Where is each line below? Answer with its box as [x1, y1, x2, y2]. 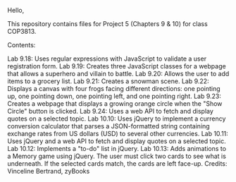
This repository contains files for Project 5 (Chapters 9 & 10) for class [7, 20, 208, 28]
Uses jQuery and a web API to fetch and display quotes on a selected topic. [7, 137, 227, 145]
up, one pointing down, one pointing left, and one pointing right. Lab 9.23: [7, 92, 222, 100]
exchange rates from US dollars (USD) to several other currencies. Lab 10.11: [7, 130, 229, 138]
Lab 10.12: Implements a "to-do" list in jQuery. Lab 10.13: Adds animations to [7, 145, 227, 152]
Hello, [7, 6, 25, 14]
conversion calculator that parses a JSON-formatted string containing [7, 122, 210, 130]
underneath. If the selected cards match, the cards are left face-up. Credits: [7, 159, 228, 168]
